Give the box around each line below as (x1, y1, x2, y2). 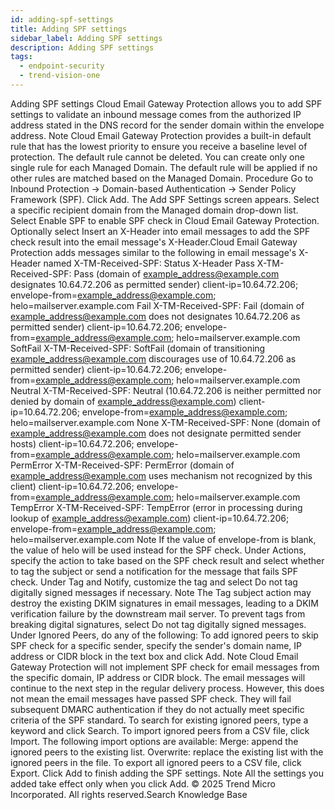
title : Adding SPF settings (10, 24, 128, 34)
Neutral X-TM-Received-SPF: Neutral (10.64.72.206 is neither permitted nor (10, 384, 322, 396)
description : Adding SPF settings (10, 42, 155, 53)
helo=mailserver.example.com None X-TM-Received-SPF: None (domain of (10, 416, 321, 428)
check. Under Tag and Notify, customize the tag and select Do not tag (10, 576, 298, 588)
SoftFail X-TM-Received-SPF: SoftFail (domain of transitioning (10, 342, 266, 354)
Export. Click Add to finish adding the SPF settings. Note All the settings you (10, 767, 325, 779)
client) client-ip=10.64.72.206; (10, 480, 135, 492)
